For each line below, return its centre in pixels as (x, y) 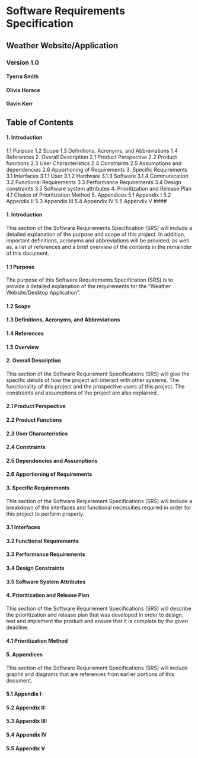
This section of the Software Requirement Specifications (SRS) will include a (99, 501)
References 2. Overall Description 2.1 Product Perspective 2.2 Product (92, 157)
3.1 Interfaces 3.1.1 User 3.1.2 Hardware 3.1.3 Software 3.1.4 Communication (97, 176)
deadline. (17, 627)
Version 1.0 (23, 62)
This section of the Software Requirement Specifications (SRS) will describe (99, 608)
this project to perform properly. (45, 514)
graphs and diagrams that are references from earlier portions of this (90, 674)
